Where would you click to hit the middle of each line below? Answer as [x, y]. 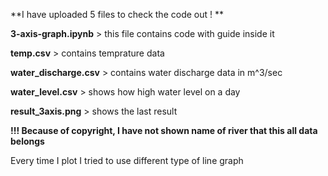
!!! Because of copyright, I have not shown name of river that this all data [164, 130]
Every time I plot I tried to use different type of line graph [127, 160]
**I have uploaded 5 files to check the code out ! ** [117, 14]
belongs [27, 141]
